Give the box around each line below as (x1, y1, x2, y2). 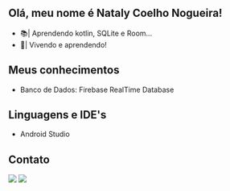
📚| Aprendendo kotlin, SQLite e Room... (19, 28, 153, 38)
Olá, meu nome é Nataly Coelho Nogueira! (8, 6, 223, 20)
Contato (8, 152, 50, 166)
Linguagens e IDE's (8, 108, 107, 122)
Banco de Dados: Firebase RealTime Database (19, 85, 175, 94)
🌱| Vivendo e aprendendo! (19, 39, 107, 49)
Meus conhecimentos (8, 64, 120, 77)
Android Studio (19, 129, 70, 139)
